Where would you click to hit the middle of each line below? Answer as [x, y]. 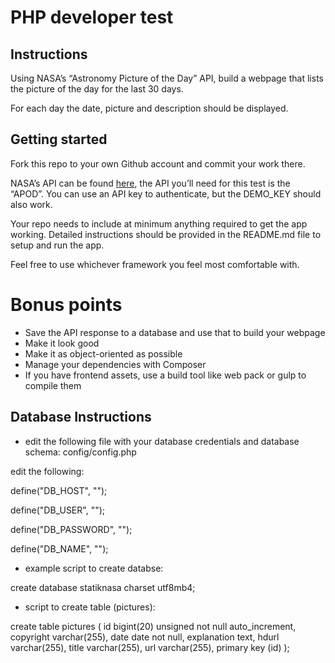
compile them [53, 385]
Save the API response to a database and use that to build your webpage [175, 332]
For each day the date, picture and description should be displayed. [149, 108]
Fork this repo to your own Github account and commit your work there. [158, 163]
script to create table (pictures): [90, 607]
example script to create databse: [94, 568]
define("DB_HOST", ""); [59, 490]
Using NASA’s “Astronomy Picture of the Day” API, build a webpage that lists [167, 78]
